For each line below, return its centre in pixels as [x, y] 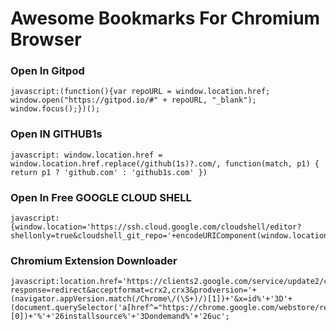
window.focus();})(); [55, 109]
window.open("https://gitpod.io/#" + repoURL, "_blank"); [133, 100]
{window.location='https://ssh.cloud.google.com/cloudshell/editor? [156, 227]
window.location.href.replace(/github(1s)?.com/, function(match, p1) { [165, 163]
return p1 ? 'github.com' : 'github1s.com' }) [109, 172]
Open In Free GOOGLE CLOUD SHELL [101, 197]
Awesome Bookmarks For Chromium [165, 18]
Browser [46, 39]
